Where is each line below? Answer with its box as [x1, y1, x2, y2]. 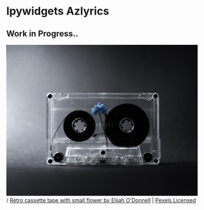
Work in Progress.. [6, 29, 79, 39]
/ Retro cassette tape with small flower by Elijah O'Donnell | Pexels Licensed [6, 196, 196, 204]
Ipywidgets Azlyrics [6, 4, 109, 18]
